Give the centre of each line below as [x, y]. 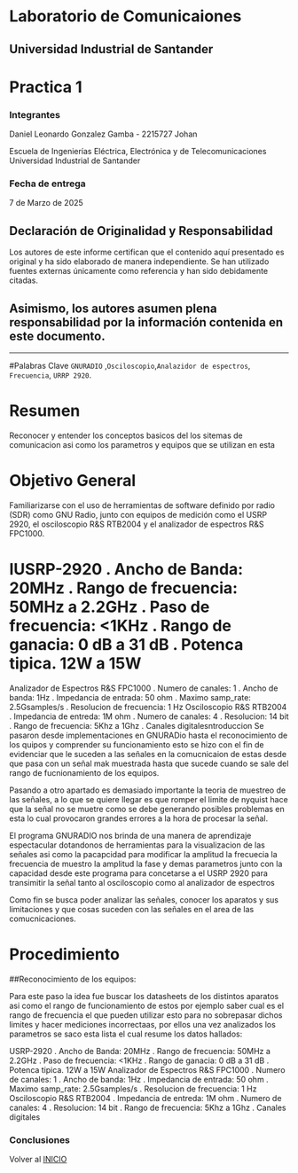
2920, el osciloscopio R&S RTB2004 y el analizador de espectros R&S [137, 524]
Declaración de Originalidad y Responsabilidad [141, 231]
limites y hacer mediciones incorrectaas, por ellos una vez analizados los [143, 1024]
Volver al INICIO [38, 1160]
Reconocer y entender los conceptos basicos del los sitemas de [126, 435]
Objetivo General [73, 481]
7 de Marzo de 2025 [47, 203]
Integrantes [35, 114]
